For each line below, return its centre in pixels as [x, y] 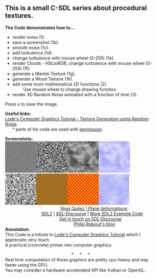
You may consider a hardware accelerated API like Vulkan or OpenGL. [75, 270]
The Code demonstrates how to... [40, 28]
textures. [19, 16]
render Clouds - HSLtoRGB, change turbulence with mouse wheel [78, 63]
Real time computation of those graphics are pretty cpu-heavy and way [77, 259]
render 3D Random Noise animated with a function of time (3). [75, 94]
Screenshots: [19, 139]
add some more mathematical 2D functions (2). [60, 84]
